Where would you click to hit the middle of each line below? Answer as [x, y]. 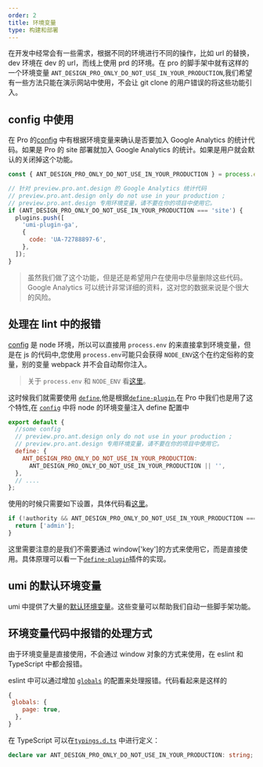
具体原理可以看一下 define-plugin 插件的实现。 [96, 558]
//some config [38, 429]
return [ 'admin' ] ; [45, 526]
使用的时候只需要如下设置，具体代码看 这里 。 [80, 503]
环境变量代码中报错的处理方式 [80, 633]
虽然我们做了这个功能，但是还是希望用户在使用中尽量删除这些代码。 [137, 277]
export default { [36, 422]
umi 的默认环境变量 [55, 586]
